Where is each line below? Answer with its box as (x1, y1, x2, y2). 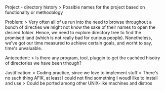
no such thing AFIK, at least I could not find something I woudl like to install (5, 75, 158, 81)
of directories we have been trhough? (5, 60, 82, 66)
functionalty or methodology (5, 9, 63, 15)
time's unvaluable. (5, 45, 42, 51)
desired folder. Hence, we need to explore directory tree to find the (5, 30, 142, 35)
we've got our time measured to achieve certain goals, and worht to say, (5, 40, 152, 46)
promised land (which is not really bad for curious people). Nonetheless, (5, 35, 152, 41)
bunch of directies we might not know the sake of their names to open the (5, 24, 156, 30)
